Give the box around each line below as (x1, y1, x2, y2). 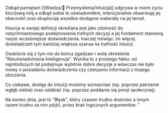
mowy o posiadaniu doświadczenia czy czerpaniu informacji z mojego (5, 66, 150, 72)
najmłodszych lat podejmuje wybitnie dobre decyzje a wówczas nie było (5, 61, 154, 67)
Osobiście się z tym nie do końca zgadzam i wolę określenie (5, 50, 130, 56)
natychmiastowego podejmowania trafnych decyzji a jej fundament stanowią (5, 30, 163, 36)
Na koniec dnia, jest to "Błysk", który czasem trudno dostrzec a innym (5, 96, 149, 102)
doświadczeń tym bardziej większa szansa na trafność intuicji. (5, 41, 134, 47)
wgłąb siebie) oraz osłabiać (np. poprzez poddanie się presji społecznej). (5, 87, 156, 92)
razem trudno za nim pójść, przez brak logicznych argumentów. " (5, 102, 140, 107)
